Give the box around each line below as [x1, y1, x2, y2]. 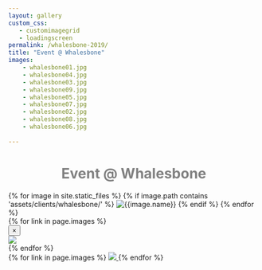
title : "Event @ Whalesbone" [8, 49, 105, 57]
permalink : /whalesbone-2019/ [8, 41, 109, 49]
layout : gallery [8, 11, 62, 20]
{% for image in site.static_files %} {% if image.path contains [8, 190, 209, 200]
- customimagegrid [18, 26, 80, 34]
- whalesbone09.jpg [22, 85, 88, 94]
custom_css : [8, 19, 48, 27]
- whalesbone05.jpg [22, 93, 88, 101]
